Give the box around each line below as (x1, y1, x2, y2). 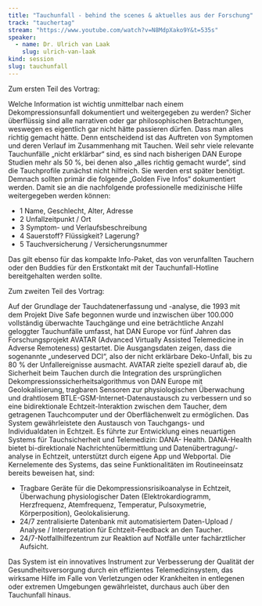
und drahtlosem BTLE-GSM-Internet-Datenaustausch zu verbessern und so (8, 393, 252, 402)
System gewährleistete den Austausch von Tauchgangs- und (8, 418, 205, 427)
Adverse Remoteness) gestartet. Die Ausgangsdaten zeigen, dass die (8, 343, 232, 353)
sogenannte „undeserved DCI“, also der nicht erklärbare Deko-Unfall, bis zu (8, 351, 253, 361)
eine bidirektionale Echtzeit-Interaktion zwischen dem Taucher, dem (8, 401, 228, 411)
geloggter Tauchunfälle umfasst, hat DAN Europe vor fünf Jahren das (8, 326, 231, 336)
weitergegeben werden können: (8, 191, 111, 200)
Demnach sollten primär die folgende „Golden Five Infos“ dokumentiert (8, 174, 236, 183)
